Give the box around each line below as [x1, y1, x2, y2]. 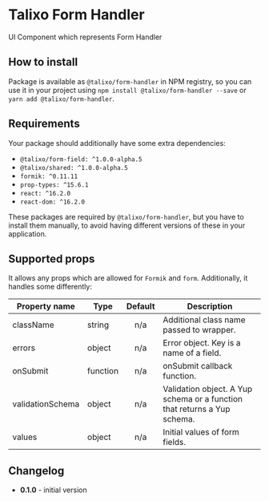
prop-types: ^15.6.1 [19, 180, 89, 189]
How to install [8, 55, 78, 69]
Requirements [8, 117, 80, 131]
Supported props [8, 252, 95, 265]
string [86, 319, 110, 330]
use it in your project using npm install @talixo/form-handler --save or [8, 85, 247, 95]
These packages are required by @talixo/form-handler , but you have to [8, 212, 244, 221]
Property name [16, 301, 76, 312]
